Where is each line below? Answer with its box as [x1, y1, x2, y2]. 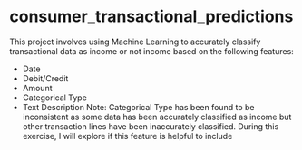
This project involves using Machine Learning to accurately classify [9, 36, 261, 47]
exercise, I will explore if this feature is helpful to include [22, 130, 233, 141]
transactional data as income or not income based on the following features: [9, 45, 295, 56]
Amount [22, 82, 53, 93]
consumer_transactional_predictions [9, 6, 294, 27]
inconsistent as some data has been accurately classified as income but [22, 111, 292, 122]
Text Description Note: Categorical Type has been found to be [22, 101, 255, 112]
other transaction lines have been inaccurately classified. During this [22, 120, 279, 132]
